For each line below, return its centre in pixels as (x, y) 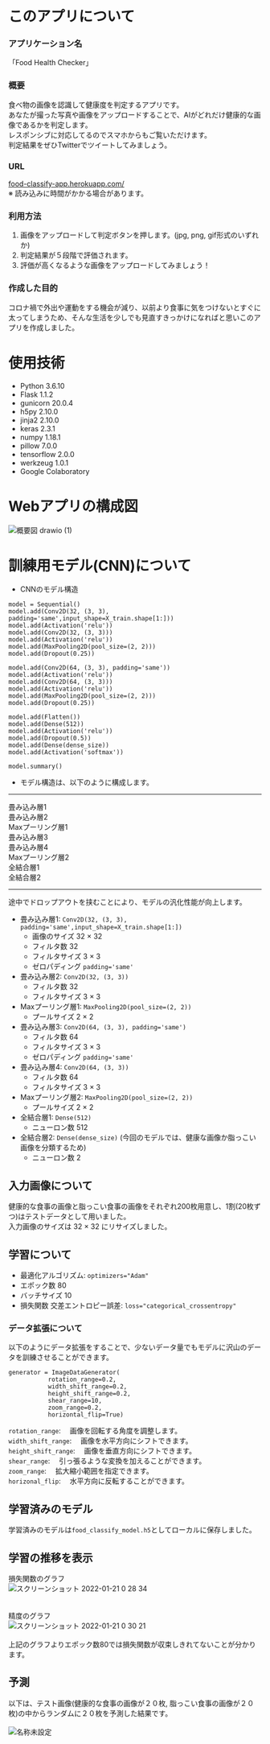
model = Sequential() (45, 604)
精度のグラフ (29, 1616)
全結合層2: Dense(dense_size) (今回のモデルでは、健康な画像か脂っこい (138, 1138)
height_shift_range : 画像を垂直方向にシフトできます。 (102, 1451)
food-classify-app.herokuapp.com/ (66, 184)
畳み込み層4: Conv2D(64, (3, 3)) (74, 1067)
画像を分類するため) (53, 1148)
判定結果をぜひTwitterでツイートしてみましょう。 (90, 145)
